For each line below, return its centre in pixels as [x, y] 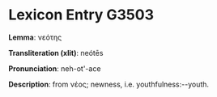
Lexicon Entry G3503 [81, 15]
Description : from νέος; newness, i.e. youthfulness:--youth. [108, 84]
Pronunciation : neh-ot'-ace [55, 68]
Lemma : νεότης [35, 37]
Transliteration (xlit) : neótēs [56, 53]
